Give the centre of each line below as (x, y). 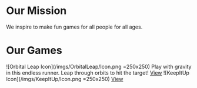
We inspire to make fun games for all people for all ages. (74, 27)
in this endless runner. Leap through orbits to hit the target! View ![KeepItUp (98, 73)
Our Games (34, 50)
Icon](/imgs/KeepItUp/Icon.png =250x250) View (65, 79)
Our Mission (36, 11)
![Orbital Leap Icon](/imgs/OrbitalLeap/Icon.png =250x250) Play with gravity (99, 66)
